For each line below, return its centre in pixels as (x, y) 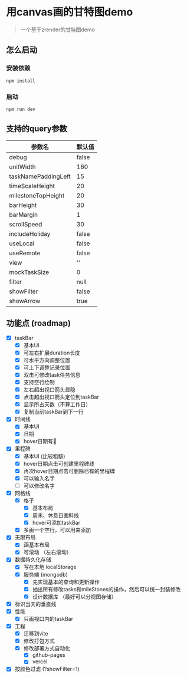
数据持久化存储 (33, 559)
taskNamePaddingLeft (40, 176)
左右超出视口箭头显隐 (49, 389)
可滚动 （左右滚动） (47, 552)
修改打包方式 (39, 641)
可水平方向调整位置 (47, 360)
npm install (21, 81)
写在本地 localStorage (50, 567)
